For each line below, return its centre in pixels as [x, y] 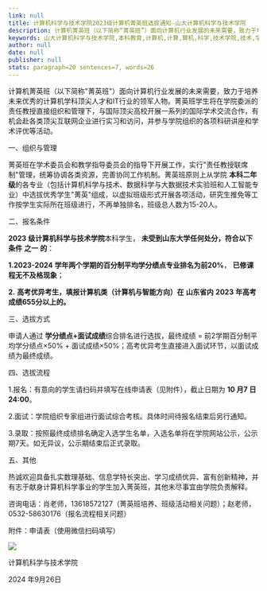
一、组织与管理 [33, 147]
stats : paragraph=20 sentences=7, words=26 [81, 68]
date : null [26, 52]
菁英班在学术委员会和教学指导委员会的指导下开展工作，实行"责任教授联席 [128, 165]
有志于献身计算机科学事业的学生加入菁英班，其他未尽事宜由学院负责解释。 [130, 487]
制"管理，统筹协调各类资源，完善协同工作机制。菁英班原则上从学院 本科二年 [133, 174]
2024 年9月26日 [35, 579]
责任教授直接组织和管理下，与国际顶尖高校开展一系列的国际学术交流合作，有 [133, 111]
